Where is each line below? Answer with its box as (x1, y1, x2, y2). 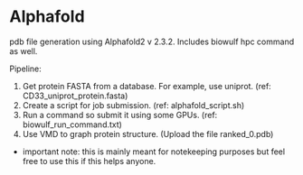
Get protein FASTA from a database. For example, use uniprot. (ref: (22, 80, 271, 91)
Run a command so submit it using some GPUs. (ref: (22, 109, 218, 120)
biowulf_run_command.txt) (22, 119, 122, 130)
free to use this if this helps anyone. (22, 155, 156, 166)
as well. (9, 45, 38, 56)
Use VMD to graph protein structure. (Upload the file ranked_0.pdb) (22, 128, 274, 139)
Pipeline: (9, 63, 43, 74)
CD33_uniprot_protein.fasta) (22, 90, 128, 101)
